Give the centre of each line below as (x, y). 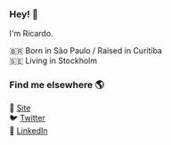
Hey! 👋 (24, 14)
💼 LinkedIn (28, 130)
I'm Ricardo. (31, 34)
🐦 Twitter (28, 117)
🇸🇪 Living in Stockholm (53, 60)
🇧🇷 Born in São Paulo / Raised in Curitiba (86, 51)
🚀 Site (20, 108)
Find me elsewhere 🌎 (57, 85)
